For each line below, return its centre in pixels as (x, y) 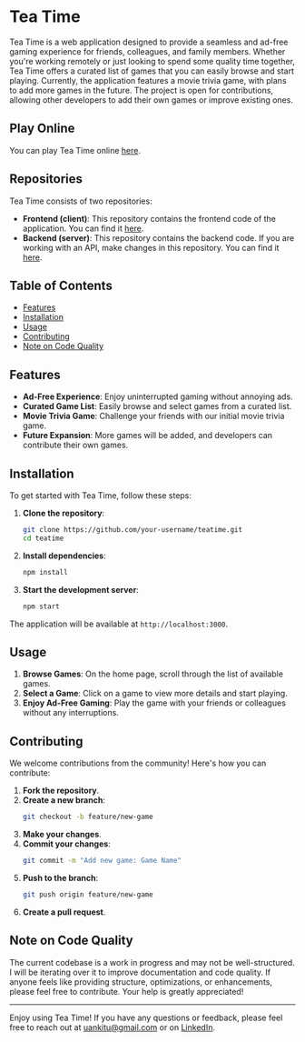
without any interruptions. (71, 713)
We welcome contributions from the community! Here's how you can (138, 763)
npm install (45, 572)
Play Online (42, 129)
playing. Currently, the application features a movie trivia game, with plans (148, 80)
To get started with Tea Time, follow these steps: (101, 496)
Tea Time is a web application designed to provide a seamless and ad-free (149, 42)
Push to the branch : (60, 877)
